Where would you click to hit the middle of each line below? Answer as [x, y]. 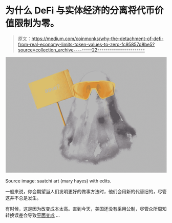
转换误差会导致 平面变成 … [33, 215]
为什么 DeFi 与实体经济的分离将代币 [80, 11]
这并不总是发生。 [23, 198]
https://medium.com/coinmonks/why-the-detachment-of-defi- [98, 39]
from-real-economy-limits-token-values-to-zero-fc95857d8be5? [86, 44]
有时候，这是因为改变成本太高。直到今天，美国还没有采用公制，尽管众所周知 [86, 209]
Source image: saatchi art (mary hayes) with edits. [58, 181]
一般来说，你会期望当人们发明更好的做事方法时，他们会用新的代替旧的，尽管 [86, 192]
